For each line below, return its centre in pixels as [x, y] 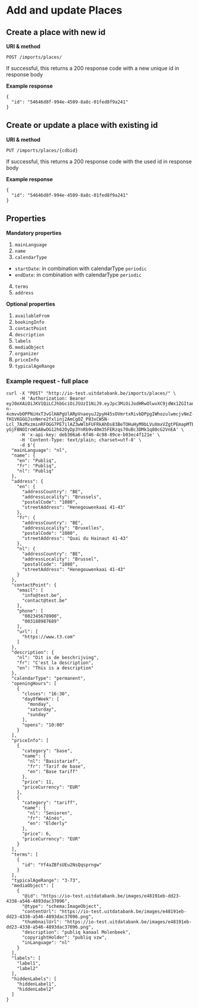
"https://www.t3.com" [49, 637]
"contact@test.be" [44, 601]
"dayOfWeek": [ [41, 699]
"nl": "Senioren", [50, 813]
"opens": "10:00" [43, 725]
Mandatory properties [34, 233]
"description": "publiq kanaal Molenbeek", [76, 932]
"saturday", [42, 709]
